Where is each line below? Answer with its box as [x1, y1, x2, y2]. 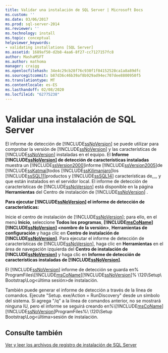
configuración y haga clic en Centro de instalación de [5, 230, 120, 236]
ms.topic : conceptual [5, 36, 51, 41]
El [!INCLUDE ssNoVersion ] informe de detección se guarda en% [5, 267, 139, 273]
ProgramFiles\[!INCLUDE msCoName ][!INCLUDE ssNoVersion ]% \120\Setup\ [5, 272, 162, 278]
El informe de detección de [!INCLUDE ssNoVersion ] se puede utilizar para [5, 141, 159, 147]
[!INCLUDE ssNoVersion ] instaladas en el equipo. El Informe [5, 152, 129, 158]
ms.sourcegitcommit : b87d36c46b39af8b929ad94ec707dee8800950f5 [5, 73, 141, 78]
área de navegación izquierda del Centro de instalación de [5, 246, 128, 252]
